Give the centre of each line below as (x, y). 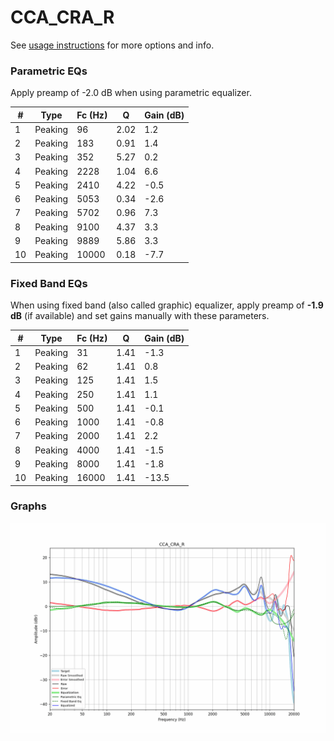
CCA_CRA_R (62, 17)
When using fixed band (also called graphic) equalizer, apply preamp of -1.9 (167, 305)
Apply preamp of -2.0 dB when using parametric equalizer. (131, 93)
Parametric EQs (49, 71)
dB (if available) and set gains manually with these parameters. (140, 316)
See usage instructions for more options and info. (112, 45)
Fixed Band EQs (49, 283)
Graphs (28, 506)
